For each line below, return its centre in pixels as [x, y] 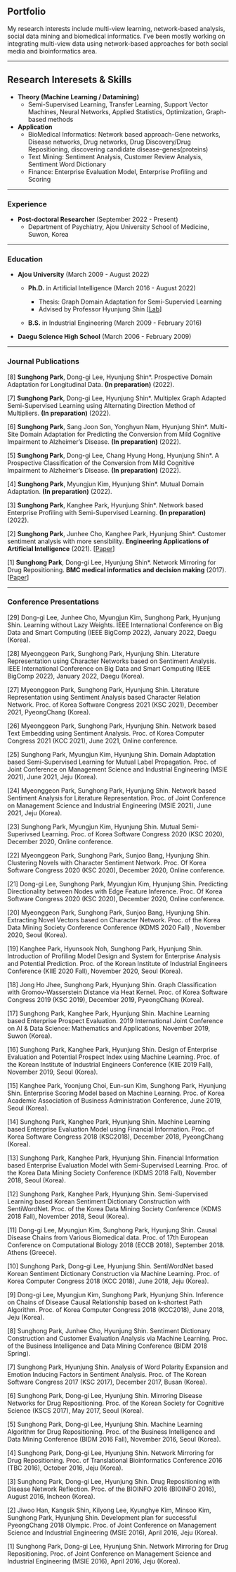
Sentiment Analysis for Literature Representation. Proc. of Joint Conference [117, 798]
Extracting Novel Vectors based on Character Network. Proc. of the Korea [114, 920]
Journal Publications [43, 361]
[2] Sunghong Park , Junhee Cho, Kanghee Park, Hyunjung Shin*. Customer [117, 533]
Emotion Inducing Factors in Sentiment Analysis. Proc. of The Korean [107, 1374]
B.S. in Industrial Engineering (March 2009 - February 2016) [115, 323]
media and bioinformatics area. [52, 51]
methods [61, 119]
